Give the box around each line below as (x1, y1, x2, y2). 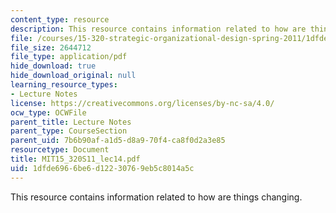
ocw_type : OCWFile (10, 107, 87, 118)
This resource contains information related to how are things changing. (10, 191, 303, 203)
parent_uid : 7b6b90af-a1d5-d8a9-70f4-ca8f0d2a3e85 (10, 136, 226, 146)
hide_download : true (10, 61, 97, 71)
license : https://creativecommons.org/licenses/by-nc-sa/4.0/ (10, 98, 275, 108)
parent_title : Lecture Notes (10, 117, 132, 127)
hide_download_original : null (10, 71, 137, 81)
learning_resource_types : (10, 80, 118, 90)
